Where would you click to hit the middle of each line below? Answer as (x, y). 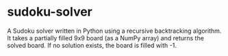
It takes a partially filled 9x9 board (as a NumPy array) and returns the (105, 38)
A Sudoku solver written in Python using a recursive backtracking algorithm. (114, 31)
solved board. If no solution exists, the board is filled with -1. (92, 45)
